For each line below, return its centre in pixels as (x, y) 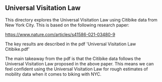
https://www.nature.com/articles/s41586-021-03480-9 (60, 34)
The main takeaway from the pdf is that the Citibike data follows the (73, 59)
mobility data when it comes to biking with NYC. (53, 74)
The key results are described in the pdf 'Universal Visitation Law (71, 44)
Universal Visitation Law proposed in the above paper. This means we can (79, 63)
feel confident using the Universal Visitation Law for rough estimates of (76, 69)
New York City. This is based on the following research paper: (67, 25)
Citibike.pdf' (17, 49)
